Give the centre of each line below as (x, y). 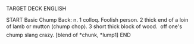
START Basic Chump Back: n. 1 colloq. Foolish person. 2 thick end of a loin (97, 20)
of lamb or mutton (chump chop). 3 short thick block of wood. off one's (94, 26)
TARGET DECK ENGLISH (36, 9)
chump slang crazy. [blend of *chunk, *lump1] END (68, 35)
